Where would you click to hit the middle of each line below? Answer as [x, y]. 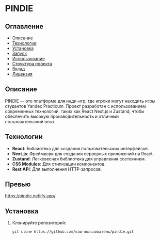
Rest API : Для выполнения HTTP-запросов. [57, 169]
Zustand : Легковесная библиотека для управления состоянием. [79, 159]
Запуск [19, 53]
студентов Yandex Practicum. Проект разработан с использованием [76, 106]
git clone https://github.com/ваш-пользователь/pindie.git [73, 232]
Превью [18, 184]
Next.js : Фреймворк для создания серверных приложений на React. [83, 154]
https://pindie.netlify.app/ [30, 196]
